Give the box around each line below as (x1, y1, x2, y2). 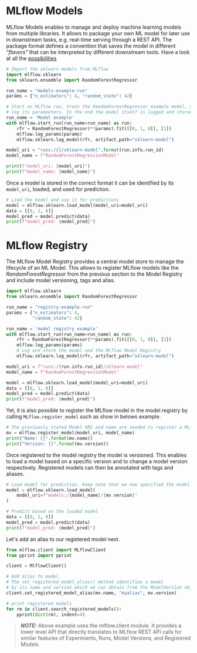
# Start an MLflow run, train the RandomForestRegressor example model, (6, 104, 188, 110)
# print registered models (6, 601, 72, 607)
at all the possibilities (6, 55, 57, 62)
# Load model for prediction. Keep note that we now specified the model (6, 481, 191, 487)
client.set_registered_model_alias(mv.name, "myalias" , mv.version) (6, 590, 177, 596)
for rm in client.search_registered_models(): (6, 606, 122, 612)
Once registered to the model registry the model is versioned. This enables (6, 451, 187, 458)
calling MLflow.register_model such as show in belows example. (6, 413, 161, 420)
